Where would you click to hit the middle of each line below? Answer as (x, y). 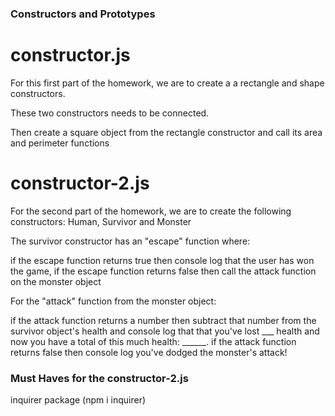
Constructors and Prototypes (83, 14)
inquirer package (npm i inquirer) (78, 400)
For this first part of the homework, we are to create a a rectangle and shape (167, 83)
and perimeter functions (60, 143)
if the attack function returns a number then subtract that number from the (163, 320)
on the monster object (56, 281)
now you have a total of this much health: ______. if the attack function (153, 341)
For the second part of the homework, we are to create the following (151, 211)
